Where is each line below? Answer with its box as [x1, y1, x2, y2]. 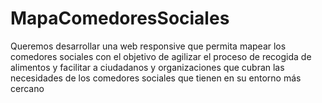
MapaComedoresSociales [10, 7, 230, 30]
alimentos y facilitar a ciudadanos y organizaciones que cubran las [10, 61, 285, 73]
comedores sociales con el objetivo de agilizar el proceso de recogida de [10, 50, 312, 62]
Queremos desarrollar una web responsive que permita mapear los [10, 40, 287, 52]
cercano [10, 82, 45, 94]
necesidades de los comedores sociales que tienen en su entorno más [10, 72, 302, 84]
